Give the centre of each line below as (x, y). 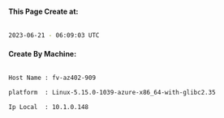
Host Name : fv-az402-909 (52, 78)
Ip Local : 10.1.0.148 (49, 107)
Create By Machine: (43, 53)
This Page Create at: (43, 11)
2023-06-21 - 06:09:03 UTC (54, 36)
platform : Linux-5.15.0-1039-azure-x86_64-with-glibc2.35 (112, 93)
